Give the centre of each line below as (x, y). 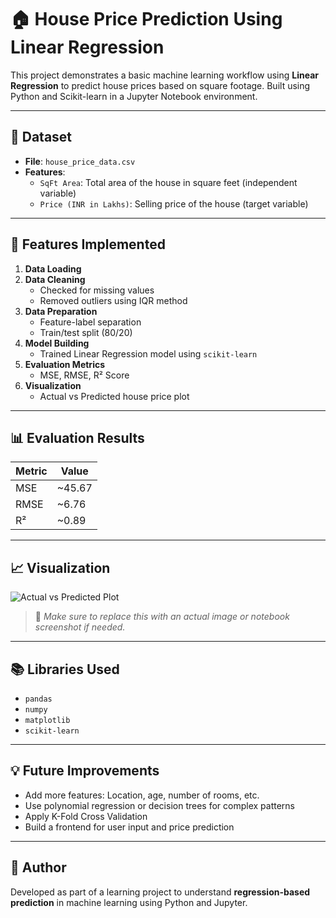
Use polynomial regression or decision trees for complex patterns (159, 805)
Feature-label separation (90, 322)
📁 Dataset (41, 137)
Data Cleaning (55, 279)
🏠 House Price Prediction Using (146, 19)
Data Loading (53, 268)
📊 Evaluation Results (77, 437)
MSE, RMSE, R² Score (84, 375)
